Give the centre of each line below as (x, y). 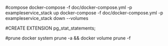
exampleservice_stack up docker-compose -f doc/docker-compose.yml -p (84, 13)
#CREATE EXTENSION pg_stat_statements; (50, 28)
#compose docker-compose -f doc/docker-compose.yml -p (69, 7)
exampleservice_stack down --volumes (47, 18)
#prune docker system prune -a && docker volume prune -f (68, 38)
